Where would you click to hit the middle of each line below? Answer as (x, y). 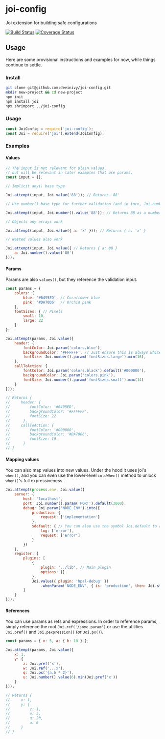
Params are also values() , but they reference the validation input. (71, 279)
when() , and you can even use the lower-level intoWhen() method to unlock (81, 475)
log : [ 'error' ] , (57, 531)
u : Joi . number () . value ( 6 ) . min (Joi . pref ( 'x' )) (71, 677)
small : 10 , (34, 316)
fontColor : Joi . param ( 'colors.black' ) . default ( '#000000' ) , (85, 371)
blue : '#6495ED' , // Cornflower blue (61, 298)
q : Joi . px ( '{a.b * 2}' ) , (48, 673)
